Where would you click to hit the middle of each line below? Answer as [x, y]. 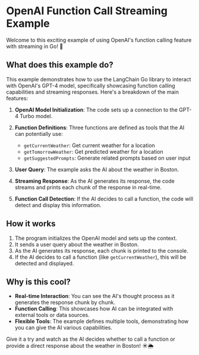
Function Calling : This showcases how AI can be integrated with [94, 309]
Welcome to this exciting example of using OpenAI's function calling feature [99, 40]
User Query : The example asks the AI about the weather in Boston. [97, 169]
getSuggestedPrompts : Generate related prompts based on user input [107, 158]
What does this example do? [60, 65]
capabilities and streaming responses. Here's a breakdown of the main [93, 92]
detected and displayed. [44, 263]
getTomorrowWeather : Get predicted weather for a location [93, 151]
